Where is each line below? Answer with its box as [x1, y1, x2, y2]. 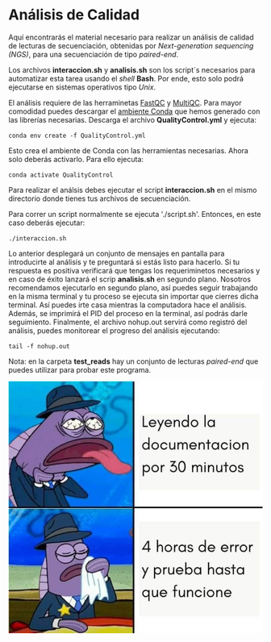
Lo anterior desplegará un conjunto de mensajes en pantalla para [8, 248, 225, 258]
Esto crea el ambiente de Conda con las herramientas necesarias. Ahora [8, 145, 248, 155]
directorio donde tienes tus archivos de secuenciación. [8, 194, 191, 203]
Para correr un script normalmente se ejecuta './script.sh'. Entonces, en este [8, 209, 261, 219]
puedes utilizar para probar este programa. [8, 365, 152, 374]
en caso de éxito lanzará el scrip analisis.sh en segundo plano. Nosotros [8, 274, 252, 284]
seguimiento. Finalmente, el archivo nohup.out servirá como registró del [8, 317, 248, 327]
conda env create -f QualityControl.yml [8, 131, 147, 140]
